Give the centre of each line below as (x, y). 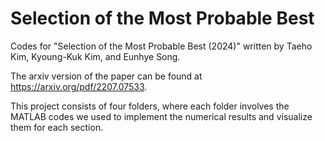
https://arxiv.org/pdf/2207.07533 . (79, 86)
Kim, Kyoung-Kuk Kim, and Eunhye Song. (95, 56)
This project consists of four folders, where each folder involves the (150, 106)
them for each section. (57, 127)
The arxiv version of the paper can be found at (106, 76)
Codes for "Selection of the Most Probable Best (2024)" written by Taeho (161, 46)
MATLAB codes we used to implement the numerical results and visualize (161, 116)
